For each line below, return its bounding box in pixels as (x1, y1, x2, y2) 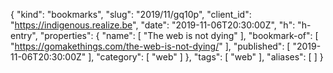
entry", (10, 30, 38, 41)
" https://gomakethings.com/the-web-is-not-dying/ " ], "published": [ (10, 40, 291, 52)
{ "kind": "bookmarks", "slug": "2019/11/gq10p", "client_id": (10, 9, 252, 20)
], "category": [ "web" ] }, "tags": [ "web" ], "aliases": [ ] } (88, 51, 324, 63)
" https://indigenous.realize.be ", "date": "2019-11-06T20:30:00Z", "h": (10, 19, 296, 31)
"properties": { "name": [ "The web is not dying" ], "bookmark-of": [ (39, 30, 319, 41)
